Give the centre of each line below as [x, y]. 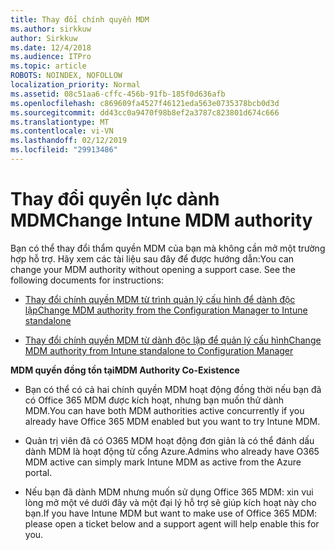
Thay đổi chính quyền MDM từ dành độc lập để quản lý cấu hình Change [173, 340]
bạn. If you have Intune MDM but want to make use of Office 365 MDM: [171, 513]
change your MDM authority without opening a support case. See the [153, 269]
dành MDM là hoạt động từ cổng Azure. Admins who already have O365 [172, 451]
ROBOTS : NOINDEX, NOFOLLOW [66, 76]
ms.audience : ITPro [51, 57]
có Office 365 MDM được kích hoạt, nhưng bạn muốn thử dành [154, 400]
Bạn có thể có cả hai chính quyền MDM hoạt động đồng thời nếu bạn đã [173, 389]
